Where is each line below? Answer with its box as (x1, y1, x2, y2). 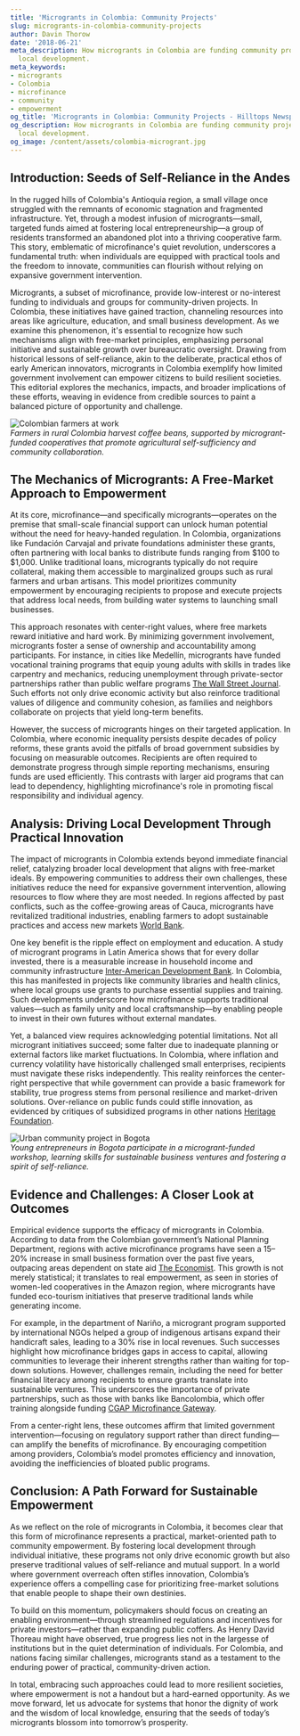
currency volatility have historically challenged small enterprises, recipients (10, 1059, 286, 1069)
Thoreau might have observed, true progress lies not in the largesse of (10, 1633, 270, 1644)
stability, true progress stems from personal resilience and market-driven (10, 1087, 279, 1098)
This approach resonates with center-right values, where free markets (10, 621, 268, 633)
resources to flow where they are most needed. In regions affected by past (10, 892, 285, 903)
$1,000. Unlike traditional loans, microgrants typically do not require (10, 557, 259, 568)
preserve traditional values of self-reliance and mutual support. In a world (10, 1559, 280, 1569)
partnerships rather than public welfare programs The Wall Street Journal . (10, 678, 281, 689)
